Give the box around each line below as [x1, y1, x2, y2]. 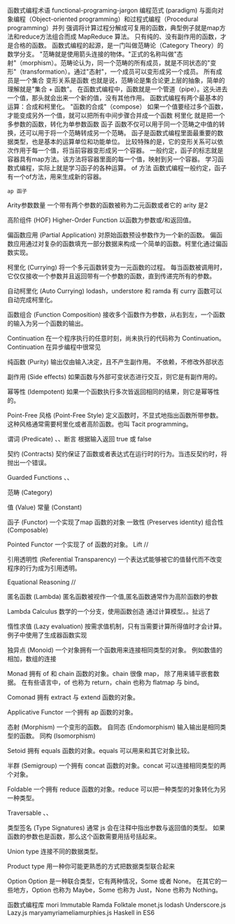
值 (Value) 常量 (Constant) [7, 503, 83, 511]
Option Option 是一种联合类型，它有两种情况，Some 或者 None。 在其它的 [7, 877, 222, 885]
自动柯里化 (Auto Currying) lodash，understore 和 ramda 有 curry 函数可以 [7, 287, 222, 295]
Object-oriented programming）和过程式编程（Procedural [31, 15, 199, 23]
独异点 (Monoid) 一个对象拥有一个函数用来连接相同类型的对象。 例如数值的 [7, 646, 222, 654]
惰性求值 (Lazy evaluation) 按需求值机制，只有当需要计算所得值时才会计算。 [7, 622, 226, 630]
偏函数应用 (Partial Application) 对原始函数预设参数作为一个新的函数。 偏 [7, 230, 217, 239]
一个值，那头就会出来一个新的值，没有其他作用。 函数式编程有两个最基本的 [7, 94, 224, 102]
